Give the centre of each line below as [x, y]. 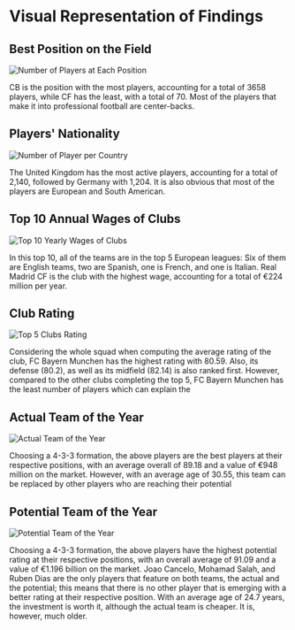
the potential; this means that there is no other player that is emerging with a [148, 588]
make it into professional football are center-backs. [102, 106]
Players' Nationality [65, 134]
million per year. [38, 286]
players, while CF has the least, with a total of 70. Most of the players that [143, 96]
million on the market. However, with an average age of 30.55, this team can [147, 474]
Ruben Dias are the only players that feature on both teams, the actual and [144, 579]
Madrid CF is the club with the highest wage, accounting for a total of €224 [146, 276]
